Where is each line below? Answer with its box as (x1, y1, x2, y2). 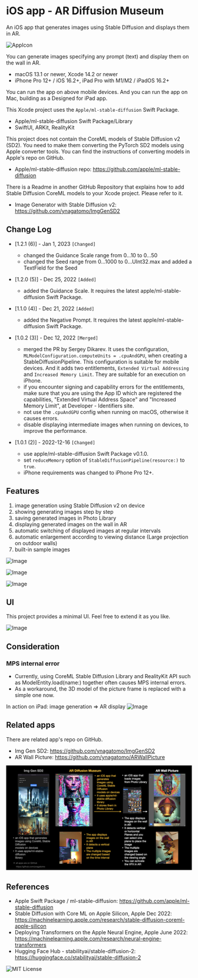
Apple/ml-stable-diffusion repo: (14, 166, 92, 173)
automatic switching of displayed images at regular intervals (14, 527, 161, 534)
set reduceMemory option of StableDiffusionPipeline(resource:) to (23, 456, 185, 464)
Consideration (6, 642, 60, 652)
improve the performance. (23, 427, 87, 434)
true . (23, 462, 37, 469)
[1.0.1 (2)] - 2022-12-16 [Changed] (14, 439, 95, 446)
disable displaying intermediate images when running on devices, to (23, 421, 189, 428)
